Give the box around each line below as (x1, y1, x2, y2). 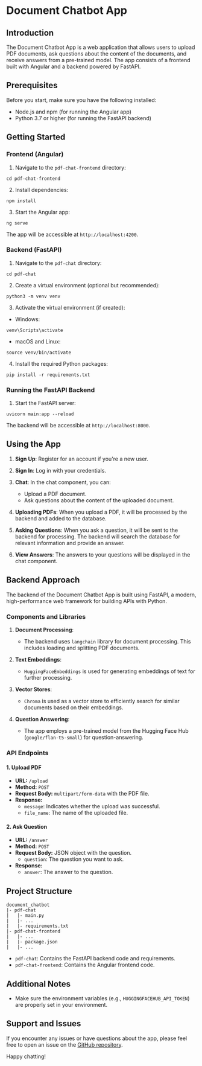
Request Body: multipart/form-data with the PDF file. (14, 790, 150, 797)
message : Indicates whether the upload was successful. (24, 803, 160, 810)
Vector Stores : (14, 686, 52, 693)
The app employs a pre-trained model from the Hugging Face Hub (24, 727, 189, 735)
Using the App (6, 439, 62, 450)
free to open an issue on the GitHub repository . (6, 1041, 123, 1048)
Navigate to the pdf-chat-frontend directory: (14, 164, 127, 171)
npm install (6, 197, 36, 204)
